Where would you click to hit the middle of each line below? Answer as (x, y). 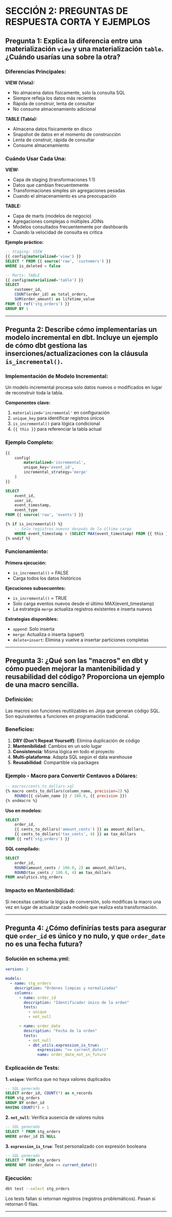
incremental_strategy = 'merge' (56, 472)
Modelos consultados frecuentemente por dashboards (70, 227)
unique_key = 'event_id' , (49, 467)
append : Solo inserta (34, 629)
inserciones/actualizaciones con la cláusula (77, 354)
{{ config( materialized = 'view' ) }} (43, 257)
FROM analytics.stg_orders (34, 877)
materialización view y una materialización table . (84, 49)
